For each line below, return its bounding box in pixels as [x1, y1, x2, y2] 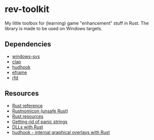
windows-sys [12, 53, 40, 59]
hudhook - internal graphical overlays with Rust [12, 129, 110, 135]
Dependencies [5, 40, 51, 49]
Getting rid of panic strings [12, 118, 68, 124]
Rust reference [12, 102, 43, 108]
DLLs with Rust [12, 124, 43, 130]
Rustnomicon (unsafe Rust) [12, 108, 69, 114]
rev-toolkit [5, 4, 50, 15]
